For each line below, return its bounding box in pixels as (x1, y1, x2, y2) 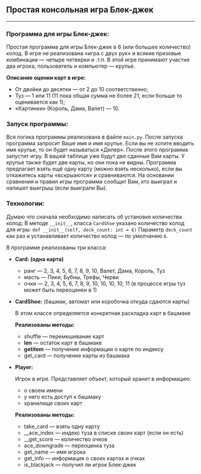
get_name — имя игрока (23, 448, 86, 455)
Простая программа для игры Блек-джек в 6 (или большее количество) (6, 43, 191, 50)
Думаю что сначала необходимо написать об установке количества (6, 213, 182, 220)
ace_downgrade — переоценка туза (23, 442, 115, 449)
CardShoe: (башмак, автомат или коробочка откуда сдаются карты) (14, 298, 190, 305)
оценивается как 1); (14, 98, 65, 106)
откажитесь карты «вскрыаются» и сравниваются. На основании (6, 172, 175, 179)
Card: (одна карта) (14, 255, 64, 263)
